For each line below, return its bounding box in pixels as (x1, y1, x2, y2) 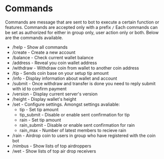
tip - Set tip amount (19, 106, 59, 113)
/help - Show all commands (12, 44, 68, 50)
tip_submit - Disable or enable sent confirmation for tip (19, 112, 130, 117)
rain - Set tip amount (19, 117, 61, 123)
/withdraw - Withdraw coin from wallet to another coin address (12, 65, 140, 71)
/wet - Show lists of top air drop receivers (12, 148, 96, 154)
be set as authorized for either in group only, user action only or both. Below (5, 29, 159, 35)
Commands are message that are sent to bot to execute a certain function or (5, 19, 160, 25)
